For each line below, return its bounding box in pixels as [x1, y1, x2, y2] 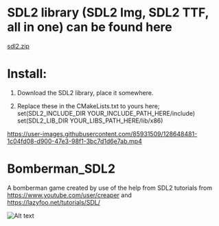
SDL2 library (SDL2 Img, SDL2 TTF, [7, 5, 209, 21]
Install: [7, 66, 47, 81]
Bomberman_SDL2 [7, 161, 115, 177]
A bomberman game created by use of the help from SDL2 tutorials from [7, 184, 213, 192]
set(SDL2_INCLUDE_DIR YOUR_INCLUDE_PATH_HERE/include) [16, 109, 196, 117]
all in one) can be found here [7, 19, 173, 35]
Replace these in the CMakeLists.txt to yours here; [16, 101, 160, 110]
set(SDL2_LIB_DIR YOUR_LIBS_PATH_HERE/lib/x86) [16, 116, 163, 125]
